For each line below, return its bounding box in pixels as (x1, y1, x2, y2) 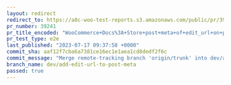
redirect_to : (6, 16, 44, 23)
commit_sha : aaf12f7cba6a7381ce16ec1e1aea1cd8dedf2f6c (6, 49, 168, 56)
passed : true (6, 67, 44, 74)
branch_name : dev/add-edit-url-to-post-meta (6, 61, 137, 68)
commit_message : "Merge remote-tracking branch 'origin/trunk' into (6, 55, 208, 62)
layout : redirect (6, 10, 57, 17)
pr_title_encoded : (6, 29, 59, 36)
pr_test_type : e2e (6, 36, 59, 42)
